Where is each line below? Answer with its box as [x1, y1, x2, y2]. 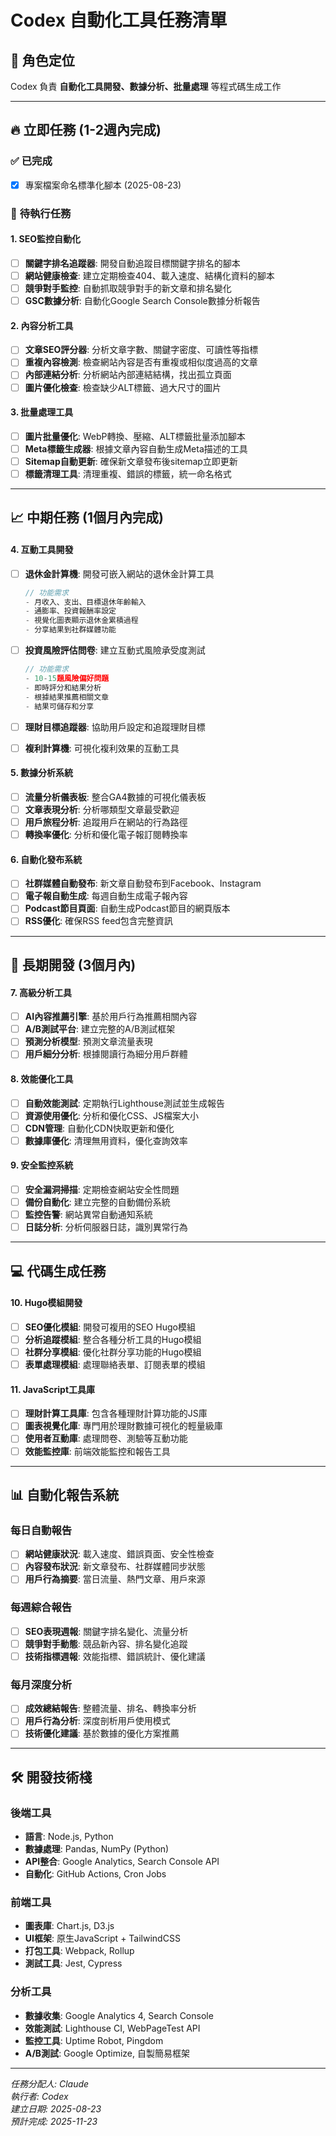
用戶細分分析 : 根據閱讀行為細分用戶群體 [24, 1048, 188, 1060]
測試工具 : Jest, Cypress [24, 1957, 123, 1970]
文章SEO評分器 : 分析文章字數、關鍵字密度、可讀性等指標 [24, 344, 259, 356]
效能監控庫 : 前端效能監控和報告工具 [24, 1445, 171, 1457]
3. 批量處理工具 [10, 406, 74, 418]
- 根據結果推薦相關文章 [24, 692, 110, 702]
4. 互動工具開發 [10, 544, 74, 556]
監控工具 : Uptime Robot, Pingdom [24, 2034, 164, 2046]
